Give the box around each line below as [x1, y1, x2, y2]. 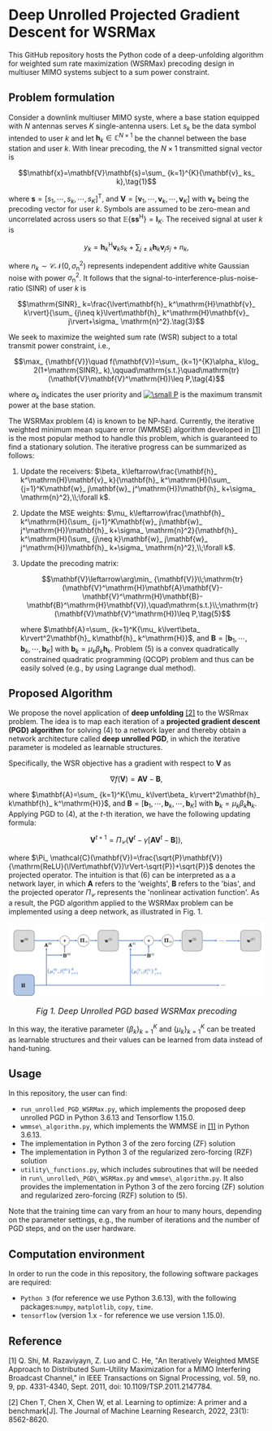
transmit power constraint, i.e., [8, 341, 111, 351]
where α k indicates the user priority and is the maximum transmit [8, 390, 262, 402]
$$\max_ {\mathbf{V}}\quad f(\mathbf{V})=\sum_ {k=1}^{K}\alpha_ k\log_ [13, 356, 260, 367]
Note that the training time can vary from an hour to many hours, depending [8, 1206, 262, 1216]
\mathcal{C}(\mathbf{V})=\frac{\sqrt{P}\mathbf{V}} [50, 853, 223, 862]
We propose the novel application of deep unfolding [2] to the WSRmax [8, 708, 249, 718]
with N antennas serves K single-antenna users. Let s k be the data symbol [8, 120, 257, 133]
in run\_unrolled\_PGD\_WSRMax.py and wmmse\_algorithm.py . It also [19, 1173, 244, 1183]
